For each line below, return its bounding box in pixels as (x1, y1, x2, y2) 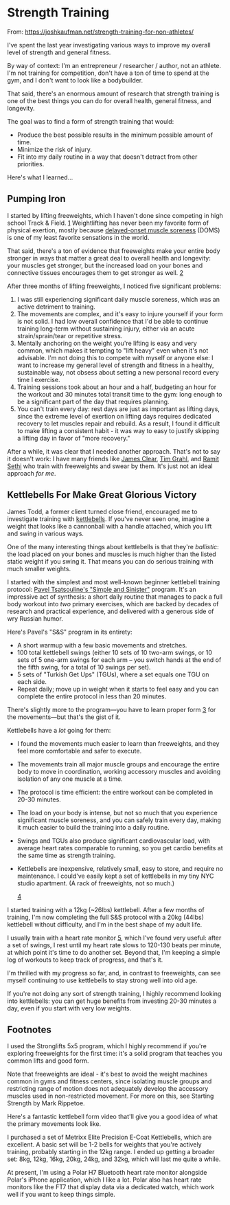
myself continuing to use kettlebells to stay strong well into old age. (7, 976, 198, 984)
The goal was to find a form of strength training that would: (7, 117, 174, 125)
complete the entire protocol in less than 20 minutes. (16, 692, 167, 700)
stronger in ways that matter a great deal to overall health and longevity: (7, 254, 211, 262)
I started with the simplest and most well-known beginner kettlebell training (7, 577, 220, 586)
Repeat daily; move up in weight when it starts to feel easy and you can (16, 685, 219, 693)
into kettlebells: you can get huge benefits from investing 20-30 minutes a (7, 997, 217, 1005)
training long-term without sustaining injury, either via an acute (16, 324, 195, 333)
